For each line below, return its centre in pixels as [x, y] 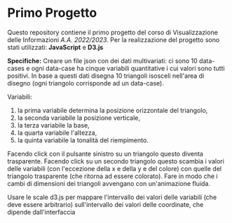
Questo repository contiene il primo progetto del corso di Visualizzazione [113, 32]
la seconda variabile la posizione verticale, [79, 118]
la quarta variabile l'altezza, [57, 133]
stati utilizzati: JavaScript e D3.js [55, 47]
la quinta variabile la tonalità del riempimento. [83, 140]
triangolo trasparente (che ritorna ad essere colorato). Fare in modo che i [112, 176]
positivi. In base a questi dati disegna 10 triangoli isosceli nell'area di [106, 76]
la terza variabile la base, [53, 125]
